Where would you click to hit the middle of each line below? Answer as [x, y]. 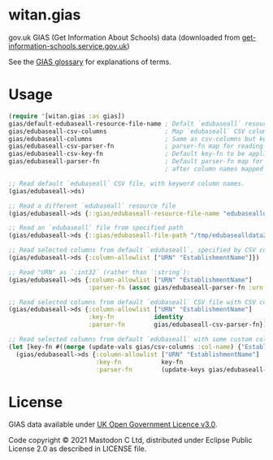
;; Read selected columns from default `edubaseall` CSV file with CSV [132, 302]
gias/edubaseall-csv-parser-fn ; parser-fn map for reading [136, 146]
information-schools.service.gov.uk [68, 45]
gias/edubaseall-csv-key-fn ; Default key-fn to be [127, 154]
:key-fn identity [136, 317]
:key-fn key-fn [139, 362]
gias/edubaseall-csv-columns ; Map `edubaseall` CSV [127, 131]
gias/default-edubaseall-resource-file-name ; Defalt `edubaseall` [125, 123]
